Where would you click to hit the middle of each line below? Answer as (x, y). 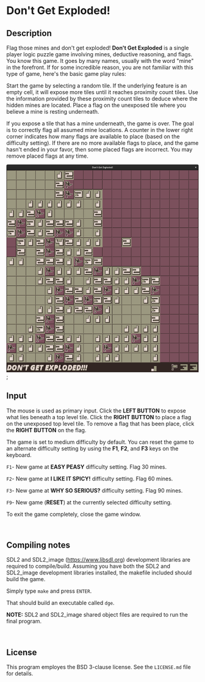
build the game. (26, 579)
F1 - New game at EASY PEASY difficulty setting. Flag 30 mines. (86, 467)
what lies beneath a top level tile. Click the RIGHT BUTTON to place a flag (99, 417)
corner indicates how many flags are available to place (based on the (93, 136)
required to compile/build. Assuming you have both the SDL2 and (88, 566)
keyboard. (19, 455)
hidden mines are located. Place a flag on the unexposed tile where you (96, 105)
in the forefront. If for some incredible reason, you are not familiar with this (100, 67)
